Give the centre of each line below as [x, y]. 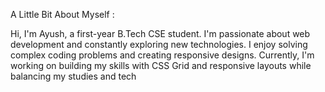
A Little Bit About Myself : [62, 14]
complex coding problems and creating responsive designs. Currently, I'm [162, 55]
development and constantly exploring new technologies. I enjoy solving [159, 44]
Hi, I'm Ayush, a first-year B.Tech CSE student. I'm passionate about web [160, 33]
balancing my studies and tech [73, 76]
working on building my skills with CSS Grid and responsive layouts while [161, 65]
